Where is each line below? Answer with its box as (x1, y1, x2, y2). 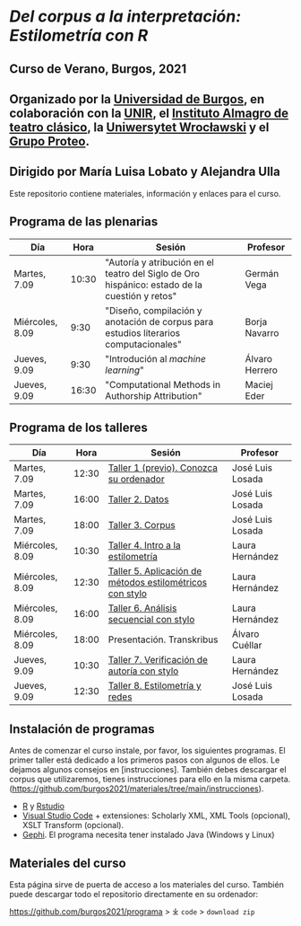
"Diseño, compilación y (105, 304, 202, 316)
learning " (105, 364, 145, 376)
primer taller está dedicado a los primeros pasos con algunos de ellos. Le (9, 754, 280, 765)
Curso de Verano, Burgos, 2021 (9, 61, 187, 76)
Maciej (245, 378, 273, 391)
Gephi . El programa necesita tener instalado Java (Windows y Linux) (21, 829, 275, 841)
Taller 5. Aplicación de (107, 565, 202, 578)
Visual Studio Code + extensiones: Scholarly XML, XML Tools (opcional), (21, 810, 291, 821)
